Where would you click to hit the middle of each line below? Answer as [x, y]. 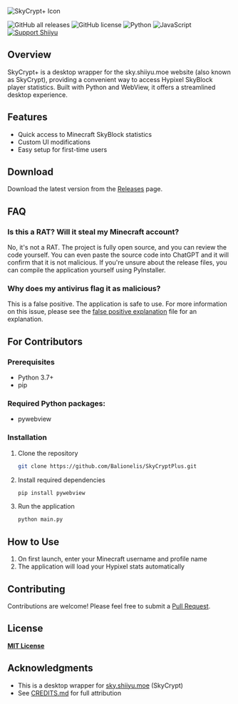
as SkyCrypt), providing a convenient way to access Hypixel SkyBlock [110, 79]
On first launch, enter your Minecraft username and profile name [113, 559]
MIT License [26, 646]
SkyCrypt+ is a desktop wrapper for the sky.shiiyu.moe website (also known [119, 72]
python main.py [40, 520]
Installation [27, 437]
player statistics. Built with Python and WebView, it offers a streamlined [112, 87]
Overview [30, 55]
